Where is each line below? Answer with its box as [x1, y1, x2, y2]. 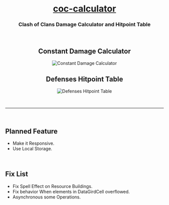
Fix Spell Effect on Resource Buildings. [12, 183, 93, 189]
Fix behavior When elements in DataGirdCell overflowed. [12, 188, 130, 194]
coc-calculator [52, 3, 117, 15]
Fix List [5, 170, 29, 178]
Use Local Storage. [12, 145, 53, 151]
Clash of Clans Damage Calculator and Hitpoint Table [18, 21, 151, 28]
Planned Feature [5, 127, 58, 136]
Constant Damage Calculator [38, 47, 131, 55]
